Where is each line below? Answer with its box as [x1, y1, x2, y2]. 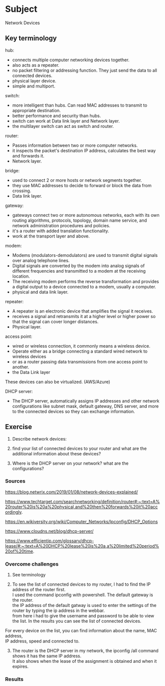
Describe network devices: [12, 436, 67, 442]
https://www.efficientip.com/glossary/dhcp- [5, 537, 94, 544]
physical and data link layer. [12, 289, 69, 295]
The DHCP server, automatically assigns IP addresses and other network [12, 398, 160, 404]
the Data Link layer [12, 369, 51, 375]
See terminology [12, 572, 46, 578]
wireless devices [12, 353, 47, 359]
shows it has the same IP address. [12, 653, 82, 659]
